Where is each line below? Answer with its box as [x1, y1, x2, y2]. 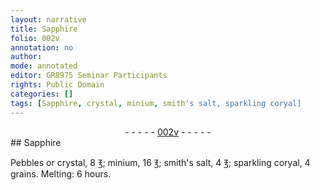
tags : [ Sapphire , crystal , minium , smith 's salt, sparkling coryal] [10, 98, 302, 108]
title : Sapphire [10, 24, 78, 34]
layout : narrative [10, 14, 87, 25]
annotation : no [10, 42, 74, 53]
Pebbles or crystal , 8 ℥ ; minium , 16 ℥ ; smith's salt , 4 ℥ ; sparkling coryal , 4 [10, 156, 311, 168]
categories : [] [10, 89, 74, 99]
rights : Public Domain [10, 80, 105, 90]
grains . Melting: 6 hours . [10, 167, 112, 180]
